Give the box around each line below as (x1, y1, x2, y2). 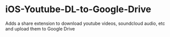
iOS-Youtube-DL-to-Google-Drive (5, 4, 152, 15)
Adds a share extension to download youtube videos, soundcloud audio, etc (5, 20, 165, 26)
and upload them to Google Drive (5, 25, 75, 31)
